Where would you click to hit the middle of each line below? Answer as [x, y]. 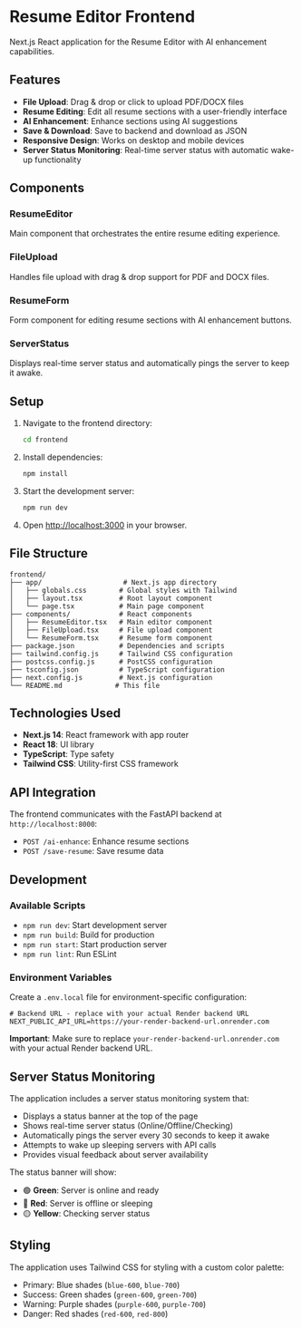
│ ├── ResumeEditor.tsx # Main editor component [111, 622]
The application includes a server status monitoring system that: [129, 1098]
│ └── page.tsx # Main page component [107, 606]
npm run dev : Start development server [95, 925]
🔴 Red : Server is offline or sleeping [88, 1203]
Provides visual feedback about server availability [115, 1154]
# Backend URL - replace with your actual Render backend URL [129, 1014]
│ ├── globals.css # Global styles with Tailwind [123, 590]
